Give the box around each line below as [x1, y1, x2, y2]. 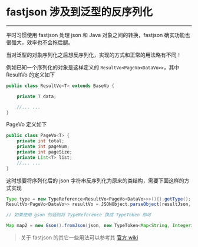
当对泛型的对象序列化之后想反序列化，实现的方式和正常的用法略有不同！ [6, 51, 181, 58]
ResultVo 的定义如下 [6, 71, 55, 78]
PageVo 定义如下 [6, 121, 47, 128]
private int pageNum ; [16, 143, 70, 150]
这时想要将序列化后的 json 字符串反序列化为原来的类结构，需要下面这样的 [6, 177, 184, 184]
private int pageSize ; [16, 149, 72, 155]
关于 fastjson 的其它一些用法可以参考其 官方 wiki [20, 234, 138, 241]
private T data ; [16, 94, 57, 99]
